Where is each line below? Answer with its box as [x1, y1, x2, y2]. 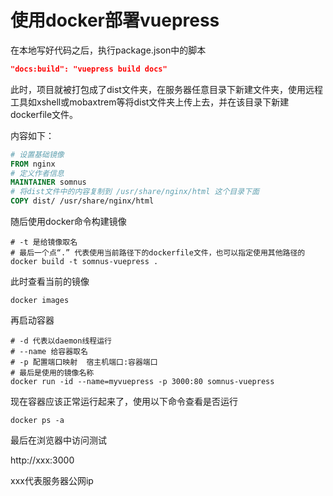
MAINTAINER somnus [10, 177, 87, 188]
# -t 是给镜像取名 [10, 237, 78, 248]
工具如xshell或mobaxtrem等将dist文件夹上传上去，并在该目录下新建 [10, 96, 290, 108]
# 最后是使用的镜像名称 [10, 368, 95, 378]
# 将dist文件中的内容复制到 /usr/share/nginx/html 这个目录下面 [10, 187, 260, 197]
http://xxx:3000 [10, 454, 75, 466]
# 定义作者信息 [10, 168, 65, 178]
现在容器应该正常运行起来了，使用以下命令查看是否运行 [10, 396, 238, 408]
